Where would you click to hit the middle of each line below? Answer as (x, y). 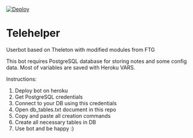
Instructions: (21, 79)
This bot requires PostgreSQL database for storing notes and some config (96, 61)
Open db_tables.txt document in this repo (65, 109)
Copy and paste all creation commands (63, 115)
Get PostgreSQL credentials (49, 97)
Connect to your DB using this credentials (66, 103)
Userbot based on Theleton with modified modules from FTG (81, 49)
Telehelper (33, 33)
